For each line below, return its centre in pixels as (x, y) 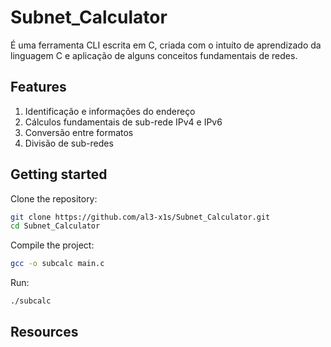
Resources (44, 332)
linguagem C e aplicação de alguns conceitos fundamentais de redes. (154, 55)
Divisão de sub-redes (69, 143)
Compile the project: (52, 245)
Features (38, 87)
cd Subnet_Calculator (55, 226)
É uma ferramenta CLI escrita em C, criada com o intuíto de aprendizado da (166, 45)
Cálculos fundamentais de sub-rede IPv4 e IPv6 (123, 122)
